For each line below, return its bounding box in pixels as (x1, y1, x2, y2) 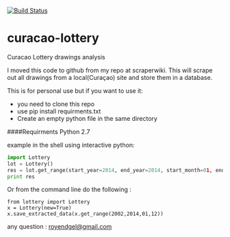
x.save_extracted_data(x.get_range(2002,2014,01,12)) (7, 210, 164, 218)
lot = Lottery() (7, 161, 53, 167)
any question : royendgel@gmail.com (7, 223, 112, 231)
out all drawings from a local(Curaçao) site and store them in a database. (7, 73, 213, 81)
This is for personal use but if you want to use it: (7, 86, 143, 95)
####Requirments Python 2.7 (7, 127, 90, 136)
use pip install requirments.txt (16, 107, 101, 115)
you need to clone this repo (16, 100, 94, 108)
